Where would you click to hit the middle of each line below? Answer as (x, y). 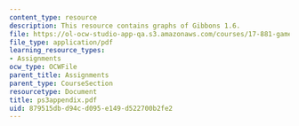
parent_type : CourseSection (61, 83)
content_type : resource (53, 17)
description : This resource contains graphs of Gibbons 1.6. (125, 26)
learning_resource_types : (57, 51)
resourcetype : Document (53, 91)
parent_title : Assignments (59, 75)
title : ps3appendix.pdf (53, 100)
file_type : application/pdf (61, 42)
